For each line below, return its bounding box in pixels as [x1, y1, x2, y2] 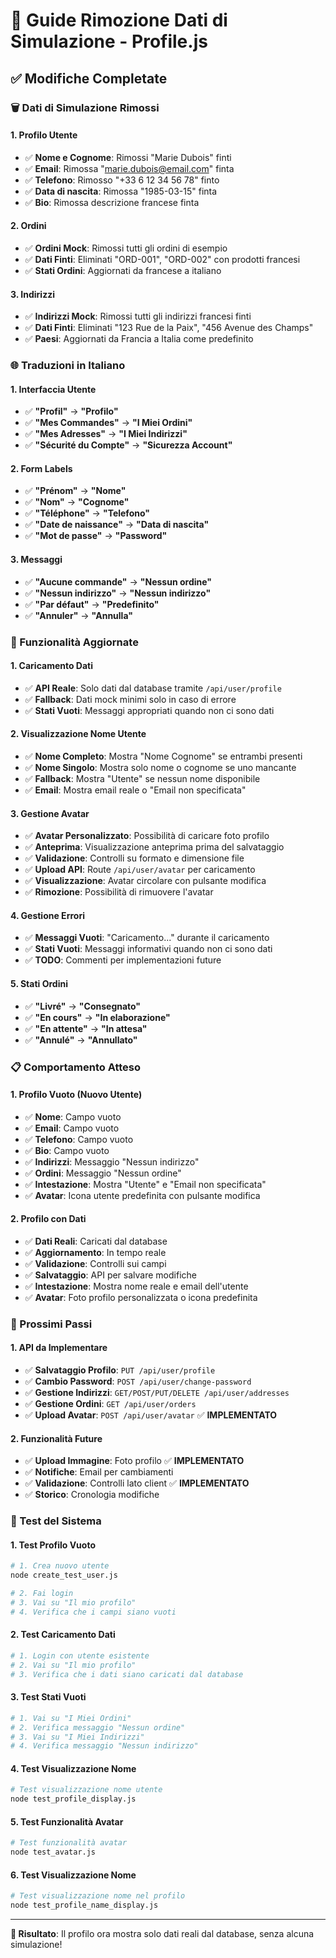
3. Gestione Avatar [10, 807, 90, 819]
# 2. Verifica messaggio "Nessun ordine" [10, 1722, 186, 1733]
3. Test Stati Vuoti [10, 1691, 87, 1703]
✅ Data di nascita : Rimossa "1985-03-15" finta [24, 185, 218, 197]
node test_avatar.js [10, 1847, 97, 1858]
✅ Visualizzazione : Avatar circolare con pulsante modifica [24, 875, 267, 887]
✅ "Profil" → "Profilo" [24, 405, 119, 418]
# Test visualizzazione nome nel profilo [10, 1891, 186, 1901]
